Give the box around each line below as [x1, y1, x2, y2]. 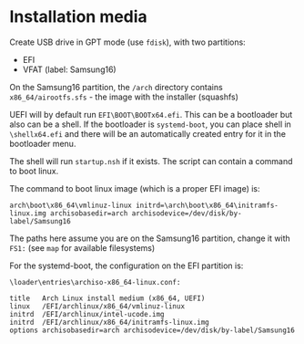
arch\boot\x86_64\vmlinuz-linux [9, 201, 132, 210]
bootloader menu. [9, 138, 76, 149]
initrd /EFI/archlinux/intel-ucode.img [9, 309, 166, 318]
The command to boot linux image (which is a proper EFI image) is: [9, 182, 260, 193]
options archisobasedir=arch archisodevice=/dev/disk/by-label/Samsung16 [9, 326, 296, 335]
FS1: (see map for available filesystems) [9, 242, 156, 253]
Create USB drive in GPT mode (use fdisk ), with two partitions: [9, 36, 246, 47]
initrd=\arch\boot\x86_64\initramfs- [135, 201, 279, 210]
